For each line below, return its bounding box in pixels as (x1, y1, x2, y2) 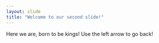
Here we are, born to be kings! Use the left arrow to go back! (6, 30, 153, 37)
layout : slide (6, 8, 41, 15)
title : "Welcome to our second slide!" (6, 14, 104, 20)
